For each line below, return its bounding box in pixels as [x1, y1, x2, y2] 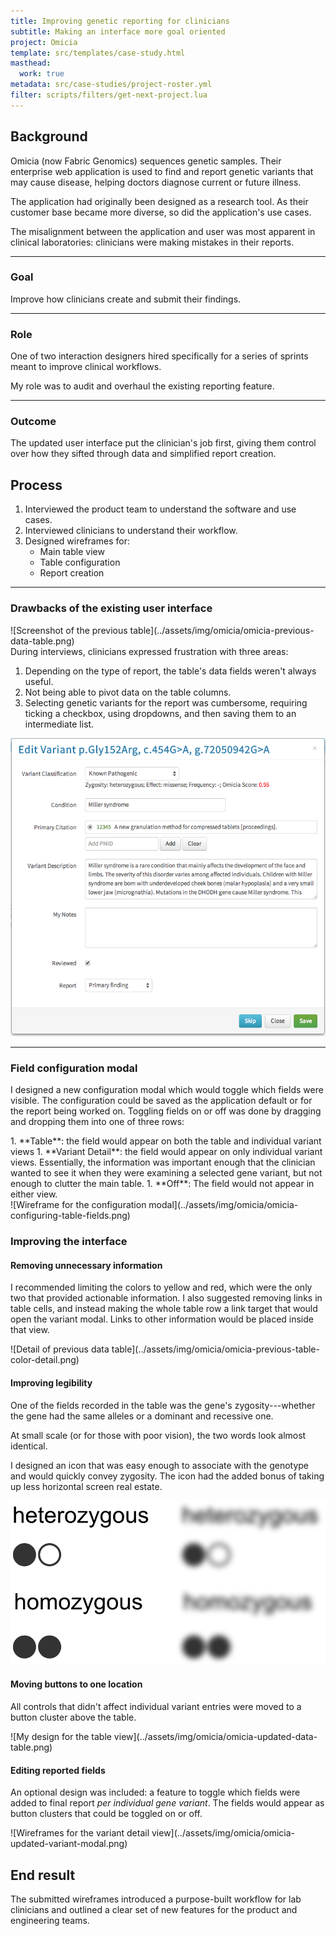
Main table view [39, 546, 105, 558]
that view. [10, 1324, 50, 1336]
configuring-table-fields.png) [10, 1210, 131, 1222]
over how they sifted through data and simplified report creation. [10, 448, 277, 460]
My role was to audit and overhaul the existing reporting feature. [10, 380, 275, 392]
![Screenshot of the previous [10, 624, 128, 636]
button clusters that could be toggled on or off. [10, 1808, 203, 1820]
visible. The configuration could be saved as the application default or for [10, 1095, 313, 1107]
